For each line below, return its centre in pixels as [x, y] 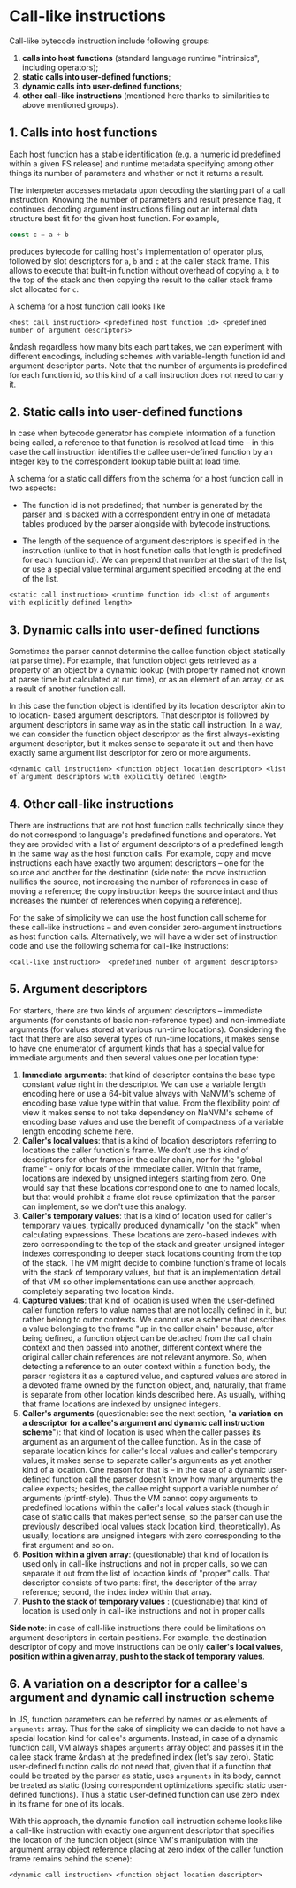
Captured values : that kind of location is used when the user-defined [148, 1300]
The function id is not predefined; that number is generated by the [142, 505]
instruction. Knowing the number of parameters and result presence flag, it [145, 199]
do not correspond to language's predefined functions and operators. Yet [143, 835]
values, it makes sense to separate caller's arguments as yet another [147, 1460]
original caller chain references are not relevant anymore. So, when [144, 1357]
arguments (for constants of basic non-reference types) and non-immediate [148, 1020]
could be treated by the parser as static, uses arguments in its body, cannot [145, 1776]
